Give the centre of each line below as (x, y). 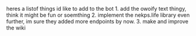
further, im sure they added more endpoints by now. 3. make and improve (97, 21)
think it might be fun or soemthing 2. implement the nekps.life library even (98, 15)
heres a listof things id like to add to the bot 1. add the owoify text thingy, (96, 9)
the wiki (16, 28)
